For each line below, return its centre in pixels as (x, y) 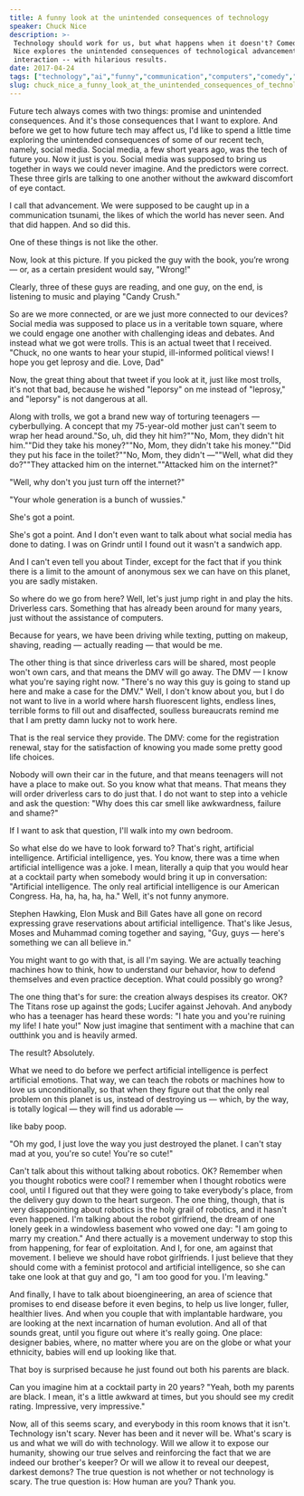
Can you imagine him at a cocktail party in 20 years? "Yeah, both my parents (152, 1386)
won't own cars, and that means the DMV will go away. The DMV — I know (148, 672)
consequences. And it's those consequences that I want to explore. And (144, 120)
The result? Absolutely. (52, 1053)
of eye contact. (38, 187)
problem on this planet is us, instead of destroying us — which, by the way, (149, 1099)
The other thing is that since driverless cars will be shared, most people (142, 662)
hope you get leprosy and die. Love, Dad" (87, 362)
